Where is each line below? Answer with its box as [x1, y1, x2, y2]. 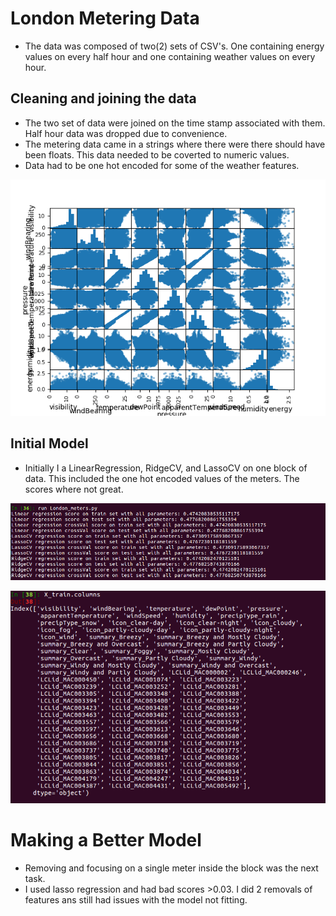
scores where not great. [24, 483, 124, 495]
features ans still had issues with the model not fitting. [24, 893, 248, 906]
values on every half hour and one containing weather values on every [24, 50, 316, 62]
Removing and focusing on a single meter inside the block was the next [24, 862, 319, 874]
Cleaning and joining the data [10, 90, 197, 107]
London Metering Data [10, 7, 200, 30]
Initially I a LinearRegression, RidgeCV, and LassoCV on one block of [24, 462, 308, 474]
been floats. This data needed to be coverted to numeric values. [24, 148, 290, 161]
